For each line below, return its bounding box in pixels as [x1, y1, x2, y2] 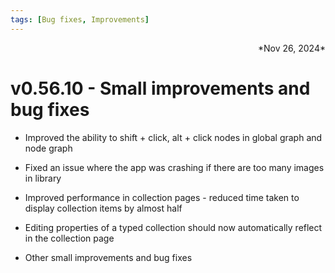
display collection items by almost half [24, 202, 183, 214]
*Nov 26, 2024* [258, 42, 326, 54]
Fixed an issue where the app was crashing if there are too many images [24, 161, 325, 173]
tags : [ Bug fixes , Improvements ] [10, 14, 150, 25]
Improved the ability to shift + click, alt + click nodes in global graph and [24, 131, 323, 143]
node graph [24, 142, 73, 154]
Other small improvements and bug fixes [24, 251, 193, 263]
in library [24, 172, 62, 184]
